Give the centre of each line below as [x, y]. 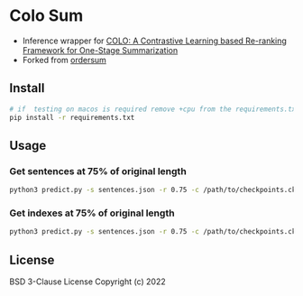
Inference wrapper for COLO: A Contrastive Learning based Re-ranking [154, 41]
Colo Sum [46, 16]
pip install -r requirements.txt [72, 117]
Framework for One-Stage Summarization [100, 50]
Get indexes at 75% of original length [92, 213]
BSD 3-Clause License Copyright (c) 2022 [87, 282]
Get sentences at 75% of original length [98, 171]
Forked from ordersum [64, 60]
